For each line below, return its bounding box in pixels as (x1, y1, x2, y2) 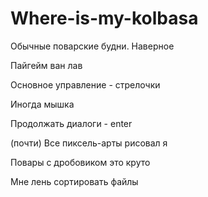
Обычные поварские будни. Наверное (10, 40, 175, 52)
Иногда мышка (10, 98, 75, 110)
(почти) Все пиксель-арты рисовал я (10, 137, 168, 149)
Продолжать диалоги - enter (10, 117, 133, 129)
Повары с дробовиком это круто (10, 156, 151, 168)
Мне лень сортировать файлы (10, 175, 139, 187)
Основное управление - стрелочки (10, 78, 161, 91)
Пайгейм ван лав (10, 59, 83, 71)
